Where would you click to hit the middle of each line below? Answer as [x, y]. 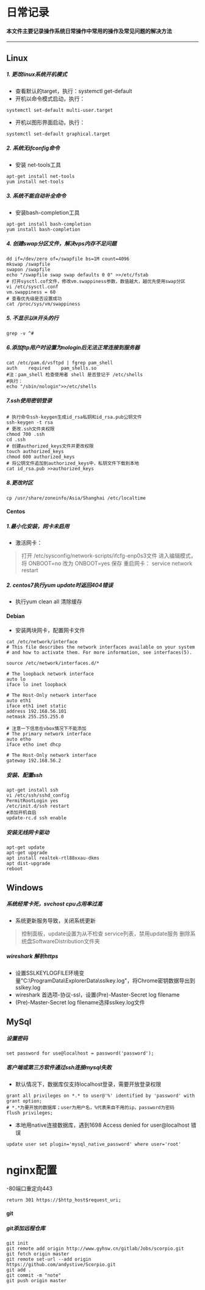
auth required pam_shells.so [52, 368]
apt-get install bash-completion [49, 224]
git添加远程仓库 [26, 1228]
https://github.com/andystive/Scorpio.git [61, 1265]
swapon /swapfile [28, 270]
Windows [25, 887]
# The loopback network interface [50, 674]
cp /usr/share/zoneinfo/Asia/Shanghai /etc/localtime [76, 498]
